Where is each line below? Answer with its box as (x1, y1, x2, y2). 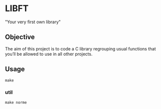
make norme (5, 100, 27, 105)
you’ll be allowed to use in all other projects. (5, 51, 93, 57)
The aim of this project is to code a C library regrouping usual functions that (5, 46, 156, 51)
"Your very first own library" (5, 19, 61, 25)
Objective (5, 33, 35, 41)
